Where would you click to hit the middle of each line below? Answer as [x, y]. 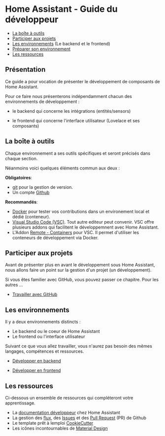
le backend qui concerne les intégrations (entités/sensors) [71, 111]
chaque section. [21, 158]
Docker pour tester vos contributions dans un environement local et [81, 211]
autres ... [14, 285]
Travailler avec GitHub [35, 295]
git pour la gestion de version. [42, 187]
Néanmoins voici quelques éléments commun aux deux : [63, 168]
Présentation [25, 70]
